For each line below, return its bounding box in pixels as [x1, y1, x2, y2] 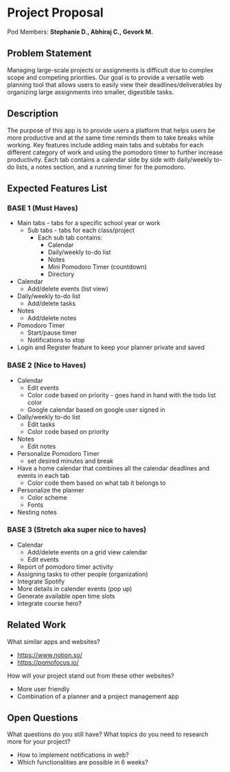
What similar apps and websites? [7, 637, 101, 645]
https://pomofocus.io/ [16, 658, 79, 666]
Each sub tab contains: [37, 233, 103, 242]
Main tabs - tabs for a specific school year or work [16, 219, 161, 227]
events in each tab [16, 471, 70, 479]
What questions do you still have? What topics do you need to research [7, 730, 209, 738]
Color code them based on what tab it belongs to [27, 479, 166, 487]
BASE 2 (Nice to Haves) [7, 360, 87, 370]
